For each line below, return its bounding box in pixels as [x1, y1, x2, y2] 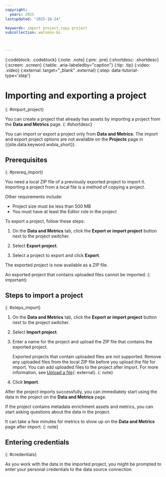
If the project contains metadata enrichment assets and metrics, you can [5, 403, 154, 409]
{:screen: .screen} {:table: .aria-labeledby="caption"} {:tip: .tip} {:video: [5, 62, 150, 68]
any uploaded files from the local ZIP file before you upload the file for [12, 359, 156, 365]
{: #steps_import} [5, 304, 41, 311]
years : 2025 [9, 12, 35, 17]
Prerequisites [5, 156, 48, 164]
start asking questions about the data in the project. [5, 408, 111, 415]
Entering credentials [5, 438, 69, 447]
